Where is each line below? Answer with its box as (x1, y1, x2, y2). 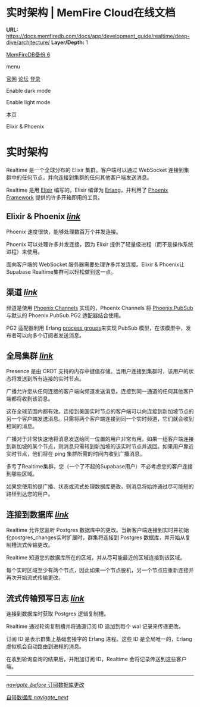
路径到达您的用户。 (6, 490, 54, 498)
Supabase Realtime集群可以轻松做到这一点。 (6, 268, 116, 275)
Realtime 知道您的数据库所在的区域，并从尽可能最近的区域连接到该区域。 (6, 554, 186, 561)
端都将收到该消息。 (6, 395, 54, 402)
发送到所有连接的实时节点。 (16, 375, 85, 382)
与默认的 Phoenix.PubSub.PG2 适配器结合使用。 (6, 311, 124, 319)
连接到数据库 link (6, 509, 69, 520)
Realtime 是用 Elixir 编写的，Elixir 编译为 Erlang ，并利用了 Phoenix (6, 186, 168, 193)
